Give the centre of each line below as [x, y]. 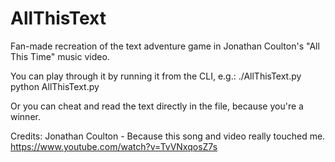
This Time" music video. [60, 56]
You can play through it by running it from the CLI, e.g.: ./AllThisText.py [156, 76]
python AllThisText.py [55, 86]
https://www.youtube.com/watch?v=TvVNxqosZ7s [114, 146]
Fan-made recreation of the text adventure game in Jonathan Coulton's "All [165, 46]
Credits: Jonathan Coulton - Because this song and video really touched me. [168, 136]
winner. [25, 116]
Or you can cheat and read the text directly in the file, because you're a [157, 106]
